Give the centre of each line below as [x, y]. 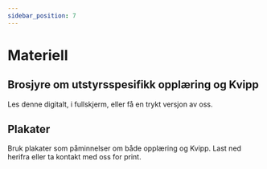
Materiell [38, 55]
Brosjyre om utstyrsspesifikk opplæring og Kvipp [133, 85]
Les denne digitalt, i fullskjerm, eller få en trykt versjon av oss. [111, 104]
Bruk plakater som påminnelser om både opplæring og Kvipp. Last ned [125, 148]
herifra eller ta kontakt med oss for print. [74, 157]
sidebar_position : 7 [42, 16]
